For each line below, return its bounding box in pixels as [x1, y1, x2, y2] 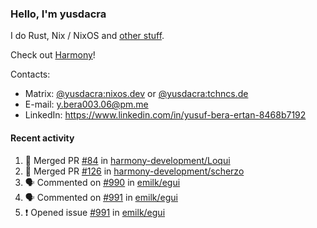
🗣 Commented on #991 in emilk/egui [24, 191, 178, 203]
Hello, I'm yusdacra [10, 7, 107, 21]
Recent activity [10, 132, 75, 144]
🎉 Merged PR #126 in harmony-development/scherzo [24, 165, 245, 177]
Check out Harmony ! [10, 49, 96, 61]
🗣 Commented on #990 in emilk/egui [24, 176, 181, 188]
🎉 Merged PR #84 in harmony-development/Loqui [24, 154, 231, 166]
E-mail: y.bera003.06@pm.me [24, 98, 149, 111]
